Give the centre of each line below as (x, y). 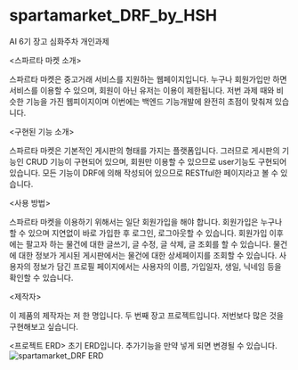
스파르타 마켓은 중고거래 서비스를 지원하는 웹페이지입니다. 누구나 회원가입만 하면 (148, 79)
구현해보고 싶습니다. (44, 326)
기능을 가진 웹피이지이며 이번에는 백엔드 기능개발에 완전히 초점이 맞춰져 (149, 101)
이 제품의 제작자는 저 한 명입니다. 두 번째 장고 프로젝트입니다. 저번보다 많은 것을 (147, 315)
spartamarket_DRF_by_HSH (113, 16)
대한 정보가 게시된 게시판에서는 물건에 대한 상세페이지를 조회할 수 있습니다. (148, 255)
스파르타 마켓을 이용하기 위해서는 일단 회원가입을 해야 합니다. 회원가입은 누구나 (146, 222)
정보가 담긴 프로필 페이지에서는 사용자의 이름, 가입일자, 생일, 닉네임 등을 (157, 266)
